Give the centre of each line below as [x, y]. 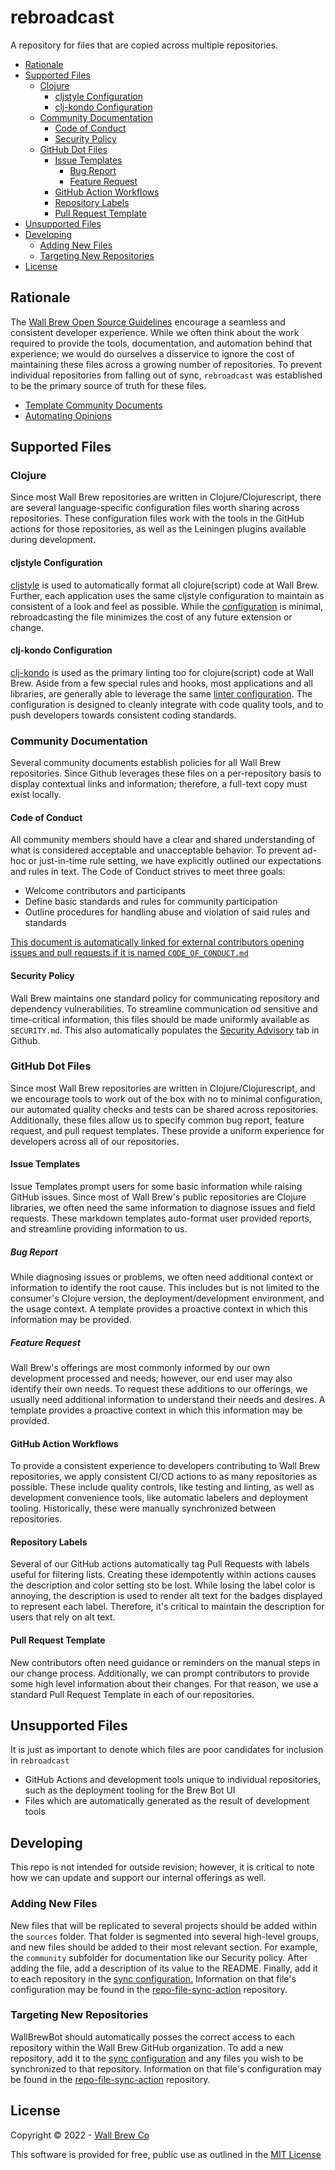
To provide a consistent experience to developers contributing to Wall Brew [165, 1466]
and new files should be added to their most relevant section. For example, [164, 1947]
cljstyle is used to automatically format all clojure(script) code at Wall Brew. [165, 585]
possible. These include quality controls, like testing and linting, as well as [162, 1487]
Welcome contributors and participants [105, 891]
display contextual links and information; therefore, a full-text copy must [159, 784]
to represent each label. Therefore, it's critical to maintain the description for [167, 1607]
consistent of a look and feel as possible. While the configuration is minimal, [167, 606]
